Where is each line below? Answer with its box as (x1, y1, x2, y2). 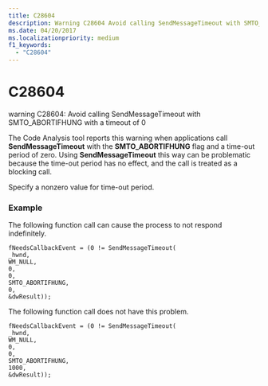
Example (8, 202, 43, 213)
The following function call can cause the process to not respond (8, 220, 223, 230)
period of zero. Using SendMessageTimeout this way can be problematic (8, 150, 251, 159)
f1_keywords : (8, 41, 52, 49)
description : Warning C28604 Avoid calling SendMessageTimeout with (8, 19, 241, 27)
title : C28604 (8, 11, 56, 20)
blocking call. (8, 166, 53, 176)
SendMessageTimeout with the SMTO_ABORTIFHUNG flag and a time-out (8, 141, 255, 151)
